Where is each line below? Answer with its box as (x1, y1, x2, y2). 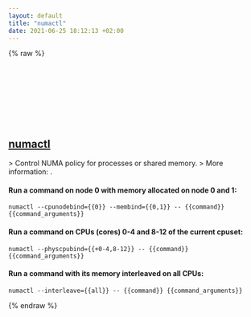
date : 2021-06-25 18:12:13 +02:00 (8, 26, 125, 35)
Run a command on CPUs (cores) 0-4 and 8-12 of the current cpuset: (8, 226, 244, 237)
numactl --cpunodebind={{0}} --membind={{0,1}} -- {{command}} (8, 203, 225, 211)
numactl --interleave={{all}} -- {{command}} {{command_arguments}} (8, 287, 243, 295)
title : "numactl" (8, 19, 67, 27)
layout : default (8, 11, 63, 20)
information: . (8, 167, 53, 177)
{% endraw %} (8, 300, 58, 310)
